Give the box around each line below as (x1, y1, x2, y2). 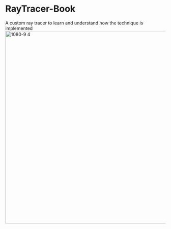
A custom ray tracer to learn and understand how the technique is (5, 20, 144, 26)
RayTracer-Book (5, 3, 76, 15)
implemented (5, 25, 33, 31)
